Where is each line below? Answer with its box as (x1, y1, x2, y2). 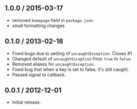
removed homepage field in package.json (12, 17, 93, 23)
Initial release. (12, 99, 41, 105)
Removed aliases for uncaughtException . (12, 61, 95, 67)
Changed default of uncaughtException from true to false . (12, 55, 132, 61)
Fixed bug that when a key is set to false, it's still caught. (12, 66, 129, 72)
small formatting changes (12, 22, 65, 28)
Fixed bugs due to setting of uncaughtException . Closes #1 (12, 50, 132, 56)
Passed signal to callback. (12, 71, 66, 77)
